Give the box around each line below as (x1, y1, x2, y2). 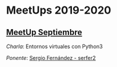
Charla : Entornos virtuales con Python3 (6, 43, 103, 50)
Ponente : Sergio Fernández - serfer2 (6, 55, 96, 61)
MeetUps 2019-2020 (6, 4, 112, 17)
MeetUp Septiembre (6, 27, 83, 37)
